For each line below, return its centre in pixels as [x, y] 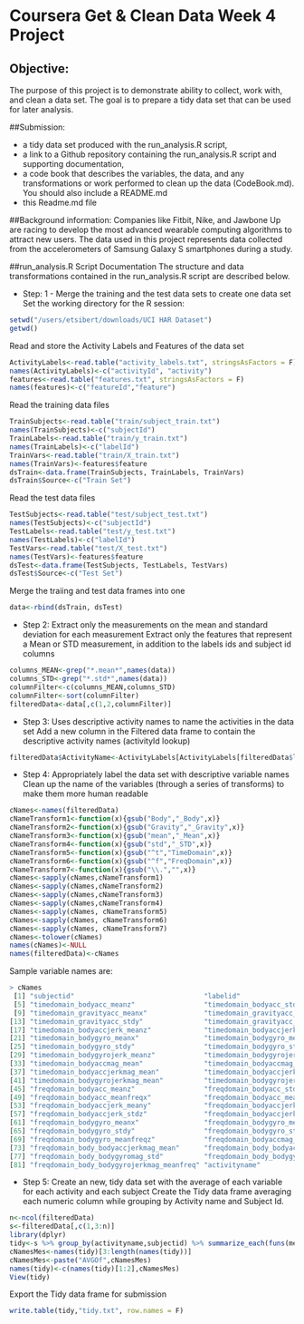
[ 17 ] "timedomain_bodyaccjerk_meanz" [81, 1030]
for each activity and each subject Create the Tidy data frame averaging [157, 1192]
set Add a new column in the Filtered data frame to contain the [139, 731]
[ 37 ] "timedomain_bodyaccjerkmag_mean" [85, 1072]
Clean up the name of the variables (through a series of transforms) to [153, 784]
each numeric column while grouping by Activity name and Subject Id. [153, 1202]
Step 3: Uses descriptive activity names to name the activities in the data [158, 721]
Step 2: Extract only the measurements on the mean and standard [145, 625]
